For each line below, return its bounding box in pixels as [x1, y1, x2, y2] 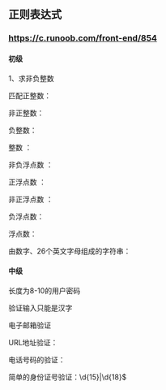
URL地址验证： [8, 337, 58, 347]
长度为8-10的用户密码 [8, 285, 81, 295]
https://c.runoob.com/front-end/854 [8, 32, 158, 44]
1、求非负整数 [8, 73, 54, 83]
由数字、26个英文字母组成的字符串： [8, 246, 131, 256]
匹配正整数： [8, 90, 51, 100]
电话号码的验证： [8, 354, 66, 364]
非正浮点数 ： [8, 194, 53, 204]
